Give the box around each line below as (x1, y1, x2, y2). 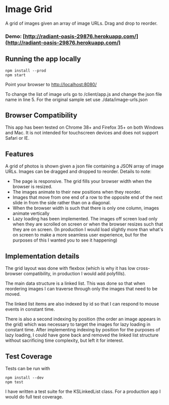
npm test (5, 379, 24, 384)
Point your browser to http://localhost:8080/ (5, 81, 97, 87)
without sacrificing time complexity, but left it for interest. (5, 337, 124, 343)
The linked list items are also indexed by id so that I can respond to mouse (5, 301, 159, 307)
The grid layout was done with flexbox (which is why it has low (5, 265, 135, 271)
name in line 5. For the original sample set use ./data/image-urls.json (5, 96, 148, 102)
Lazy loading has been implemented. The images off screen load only (12, 216, 158, 222)
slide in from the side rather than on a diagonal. (12, 200, 111, 206)
